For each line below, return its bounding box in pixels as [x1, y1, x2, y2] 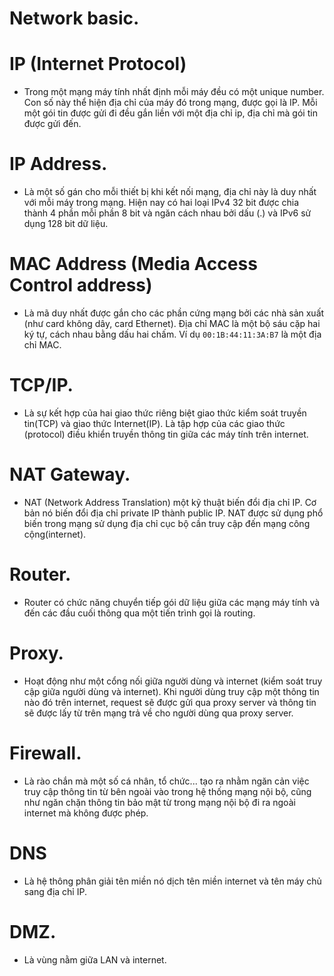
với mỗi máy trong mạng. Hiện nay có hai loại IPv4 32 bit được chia [23, 197, 300, 209]
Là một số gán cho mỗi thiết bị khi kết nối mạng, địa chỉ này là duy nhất [23, 186, 317, 198]
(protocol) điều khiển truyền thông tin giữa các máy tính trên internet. [23, 428, 309, 440]
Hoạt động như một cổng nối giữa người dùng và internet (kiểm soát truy [23, 675, 323, 687]
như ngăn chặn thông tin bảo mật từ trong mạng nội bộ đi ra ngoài [23, 796, 296, 808]
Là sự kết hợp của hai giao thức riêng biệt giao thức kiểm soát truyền [23, 407, 307, 419]
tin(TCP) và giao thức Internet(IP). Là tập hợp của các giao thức [23, 417, 286, 429]
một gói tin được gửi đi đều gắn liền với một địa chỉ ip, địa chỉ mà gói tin [23, 107, 318, 119]
